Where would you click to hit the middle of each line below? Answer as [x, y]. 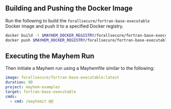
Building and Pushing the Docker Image [69, 8]
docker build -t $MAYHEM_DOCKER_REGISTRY [50, 35]
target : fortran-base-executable [41, 92]
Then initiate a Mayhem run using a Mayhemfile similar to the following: [80, 68]
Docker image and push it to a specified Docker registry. [64, 26]
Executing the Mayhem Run [50, 56]
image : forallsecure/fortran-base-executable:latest [62, 78]
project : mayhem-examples [33, 87]
